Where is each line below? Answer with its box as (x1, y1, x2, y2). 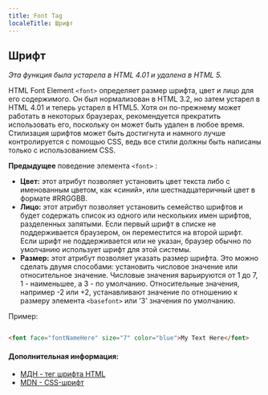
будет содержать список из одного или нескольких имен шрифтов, (19, 210, 252, 221)
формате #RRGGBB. (19, 193, 88, 203)
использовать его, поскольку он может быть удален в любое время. (8, 120, 245, 129)
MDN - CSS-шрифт (19, 378, 84, 388)
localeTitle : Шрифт (8, 19, 74, 27)
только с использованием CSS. (8, 145, 116, 155)
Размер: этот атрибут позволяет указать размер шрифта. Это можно (19, 254, 259, 263)
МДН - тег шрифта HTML (19, 369, 106, 379)
